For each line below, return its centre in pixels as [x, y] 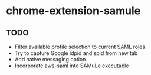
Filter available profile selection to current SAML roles [80, 47]
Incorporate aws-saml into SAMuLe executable [72, 66]
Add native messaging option [50, 59]
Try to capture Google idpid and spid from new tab [76, 53]
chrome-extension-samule [73, 11]
